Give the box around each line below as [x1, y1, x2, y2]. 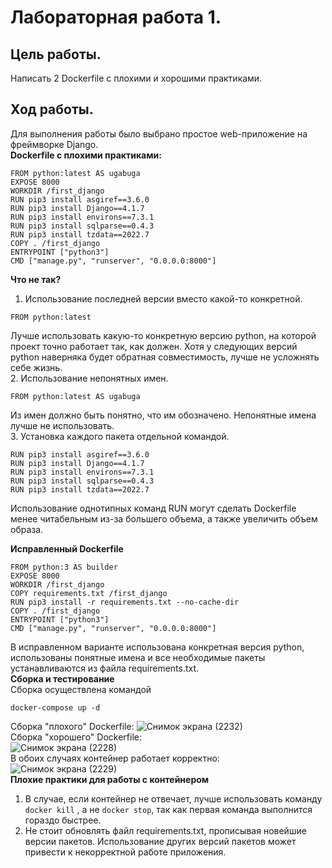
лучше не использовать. [10, 419, 115, 431]
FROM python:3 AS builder [10, 562, 118, 572]
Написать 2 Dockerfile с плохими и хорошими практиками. [10, 72, 263, 84]
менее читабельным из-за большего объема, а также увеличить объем [10, 512, 318, 525]
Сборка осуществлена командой [10, 683, 152, 695]
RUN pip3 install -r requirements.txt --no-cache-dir [10, 597, 240, 607]
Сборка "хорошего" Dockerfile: [10, 731, 142, 743]
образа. [10, 523, 44, 535]
